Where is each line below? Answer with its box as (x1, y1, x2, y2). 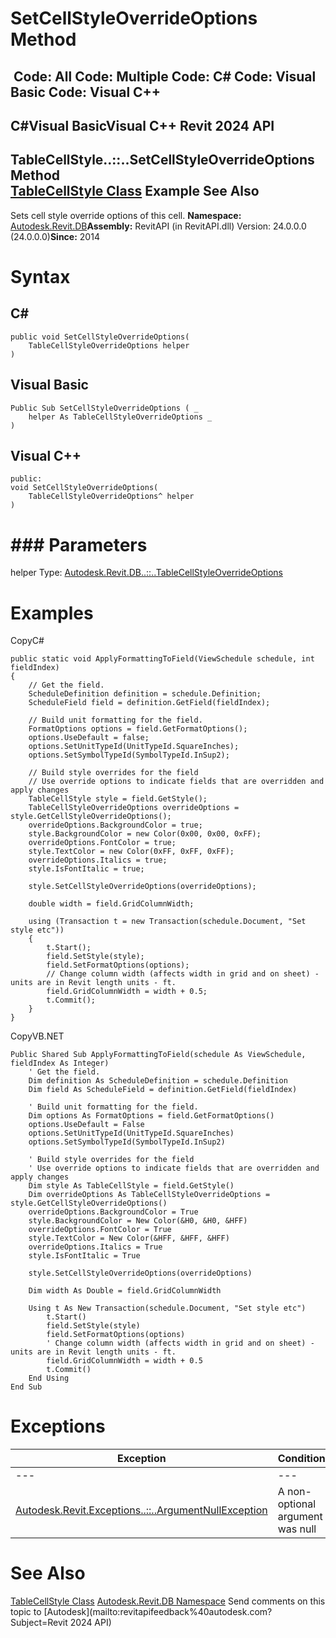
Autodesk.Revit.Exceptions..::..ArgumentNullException (15, 1503, 268, 1517)
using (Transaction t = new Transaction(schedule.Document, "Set (28, 917, 307, 927)
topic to (10, 1606, 42, 1618)
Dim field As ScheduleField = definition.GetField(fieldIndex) (28, 1085, 298, 1095)
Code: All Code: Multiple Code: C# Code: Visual (13, 68, 317, 85)
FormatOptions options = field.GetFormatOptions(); (28, 724, 248, 734)
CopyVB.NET (10, 1030, 65, 1042)
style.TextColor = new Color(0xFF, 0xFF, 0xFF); (28, 847, 235, 857)
